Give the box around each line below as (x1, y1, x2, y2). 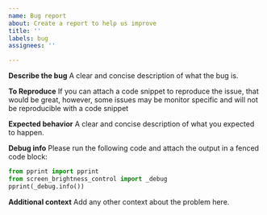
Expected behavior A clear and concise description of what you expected (8, 119, 255, 129)
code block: (8, 152, 48, 162)
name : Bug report (8, 11, 67, 20)
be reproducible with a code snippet (8, 104, 129, 114)
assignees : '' (8, 42, 56, 50)
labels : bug (8, 34, 48, 43)
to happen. (8, 128, 44, 138)
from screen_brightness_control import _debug (8, 175, 168, 183)
